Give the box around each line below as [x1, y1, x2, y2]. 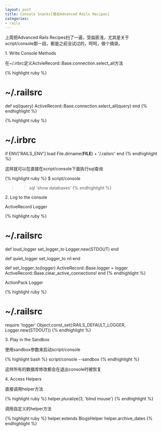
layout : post [5, 7, 31, 12]
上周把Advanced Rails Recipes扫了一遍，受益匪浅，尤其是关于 [5, 34, 130, 40]
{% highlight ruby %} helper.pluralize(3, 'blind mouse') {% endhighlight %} [5, 396, 154, 401]
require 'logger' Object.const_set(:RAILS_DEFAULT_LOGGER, [5, 322, 126, 328]
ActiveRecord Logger [5, 204, 47, 210]
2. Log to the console [5, 195, 47, 200]
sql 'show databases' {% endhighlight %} [29, 185, 112, 191]
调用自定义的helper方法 [5, 406, 52, 412]
